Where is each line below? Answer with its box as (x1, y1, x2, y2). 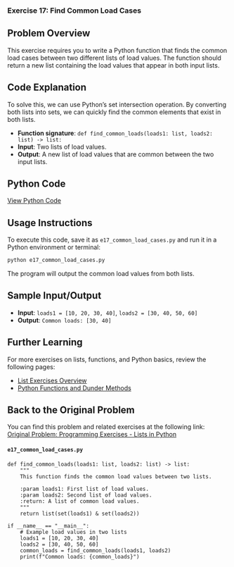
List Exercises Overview (17, 376, 87, 385)
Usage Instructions (7, 217, 93, 229)
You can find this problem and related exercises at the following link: (7, 423, 205, 431)
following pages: (7, 362, 56, 371)
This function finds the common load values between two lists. (20, 473, 212, 480)
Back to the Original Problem (7, 404, 135, 416)
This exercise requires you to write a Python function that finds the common (7, 46, 228, 54)
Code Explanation (7, 82, 86, 94)
